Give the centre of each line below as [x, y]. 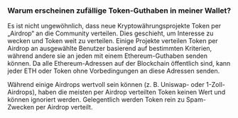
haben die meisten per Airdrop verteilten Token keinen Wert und [132, 92]
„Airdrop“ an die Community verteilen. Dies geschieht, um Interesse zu [110, 33]
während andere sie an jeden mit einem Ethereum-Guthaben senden [108, 56]
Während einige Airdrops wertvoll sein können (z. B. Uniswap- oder [106, 85]
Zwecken [21, 107]
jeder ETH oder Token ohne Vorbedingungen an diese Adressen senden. [114, 71]
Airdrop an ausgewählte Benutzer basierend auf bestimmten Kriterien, [110, 49]
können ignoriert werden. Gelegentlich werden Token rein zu [96, 100]
